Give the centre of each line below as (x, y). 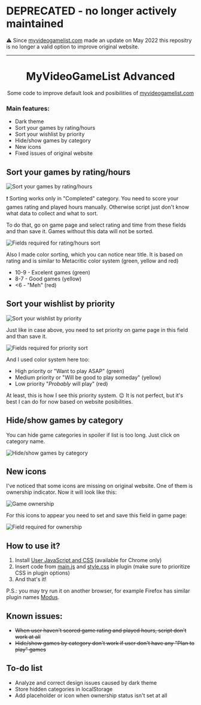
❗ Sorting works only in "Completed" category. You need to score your (92, 198)
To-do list (25, 668)
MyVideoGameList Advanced (100, 77)
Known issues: (34, 616)
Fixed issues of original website (54, 153)
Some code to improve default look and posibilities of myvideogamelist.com (100, 93)
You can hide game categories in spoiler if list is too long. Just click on (93, 435)
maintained (35, 24)
